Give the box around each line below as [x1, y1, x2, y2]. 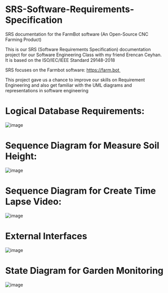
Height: [5, 151, 37, 162]
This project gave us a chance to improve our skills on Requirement [5, 77, 145, 83]
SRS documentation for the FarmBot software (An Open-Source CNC [5, 31, 149, 37]
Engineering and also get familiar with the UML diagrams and [5, 82, 132, 88]
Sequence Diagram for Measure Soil [5, 140, 160, 152]
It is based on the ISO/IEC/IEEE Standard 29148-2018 [5, 57, 115, 63]
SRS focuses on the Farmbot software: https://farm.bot [5, 67, 120, 73]
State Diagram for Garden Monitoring [5, 265, 164, 276]
